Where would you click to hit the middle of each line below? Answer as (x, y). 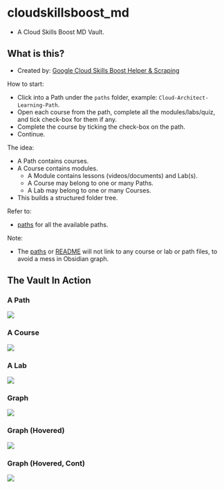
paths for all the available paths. (63, 224)
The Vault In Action (49, 281)
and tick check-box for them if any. (67, 119)
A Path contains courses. (53, 161)
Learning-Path (37, 105)
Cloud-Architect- (184, 98)
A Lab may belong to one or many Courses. (89, 190)
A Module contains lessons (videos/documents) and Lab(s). (113, 175)
